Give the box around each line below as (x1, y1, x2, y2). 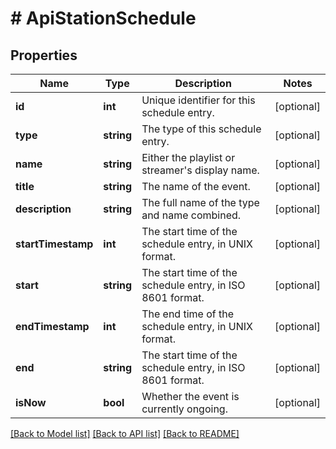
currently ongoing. (141, 402, 228, 416)
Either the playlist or (141, 151, 236, 164)
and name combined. (141, 208, 242, 222)
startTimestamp (15, 237, 94, 251)
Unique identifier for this (141, 93, 256, 107)
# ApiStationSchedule (10, 7, 197, 30)
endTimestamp (15, 320, 90, 333)
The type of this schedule (141, 122, 262, 136)
